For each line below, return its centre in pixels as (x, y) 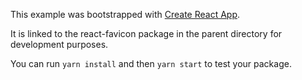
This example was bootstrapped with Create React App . (125, 14)
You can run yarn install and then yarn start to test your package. (151, 63)
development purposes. (59, 44)
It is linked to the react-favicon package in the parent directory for (146, 33)
